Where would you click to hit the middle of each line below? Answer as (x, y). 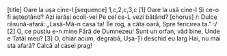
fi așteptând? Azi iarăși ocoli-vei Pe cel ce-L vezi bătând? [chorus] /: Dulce (112, 17)
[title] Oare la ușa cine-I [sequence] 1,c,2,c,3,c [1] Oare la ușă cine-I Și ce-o (113, 10)
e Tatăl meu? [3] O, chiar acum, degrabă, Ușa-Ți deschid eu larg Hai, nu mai (114, 38)
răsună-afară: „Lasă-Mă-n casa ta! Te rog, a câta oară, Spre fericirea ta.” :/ (112, 24)
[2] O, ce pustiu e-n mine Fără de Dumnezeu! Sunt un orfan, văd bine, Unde (113, 31)
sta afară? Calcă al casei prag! (50, 46)
